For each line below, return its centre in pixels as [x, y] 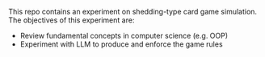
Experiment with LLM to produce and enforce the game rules [122, 44]
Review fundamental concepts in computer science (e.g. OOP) [124, 36]
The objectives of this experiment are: [72, 20]
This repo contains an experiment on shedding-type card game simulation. [132, 12]
